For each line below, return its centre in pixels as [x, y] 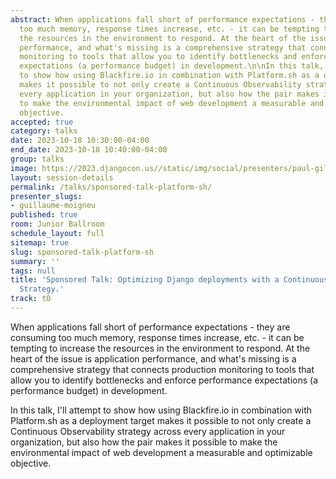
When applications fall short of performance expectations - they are [150, 327]
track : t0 [31, 299]
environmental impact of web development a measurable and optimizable [161, 452]
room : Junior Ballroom [57, 224]
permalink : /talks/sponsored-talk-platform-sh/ [111, 187]
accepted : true [42, 122]
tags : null [33, 271]
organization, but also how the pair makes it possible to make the [144, 442]
